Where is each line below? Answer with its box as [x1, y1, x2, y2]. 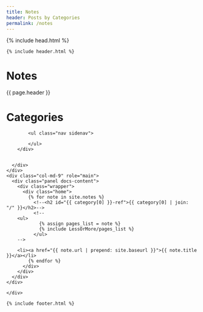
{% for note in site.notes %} [28, 194, 105, 201]
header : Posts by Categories [6, 15, 80, 21]
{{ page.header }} [6, 89, 50, 96]
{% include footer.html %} [6, 300, 75, 307]
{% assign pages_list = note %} [38, 221, 121, 227]
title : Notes [6, 9, 40, 15]
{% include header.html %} [6, 49, 75, 55]
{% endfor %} [28, 258, 61, 265]
